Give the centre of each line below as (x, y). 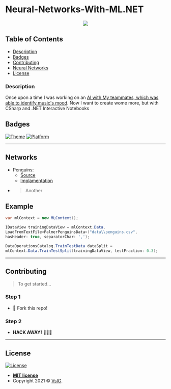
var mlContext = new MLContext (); (42, 218)
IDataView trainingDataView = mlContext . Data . (55, 227)
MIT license (25, 375)
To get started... (35, 283)
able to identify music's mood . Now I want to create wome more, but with (82, 103)
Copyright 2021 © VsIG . (37, 380)
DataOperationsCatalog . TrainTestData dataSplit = (59, 246)
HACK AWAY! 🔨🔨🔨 (32, 332)
